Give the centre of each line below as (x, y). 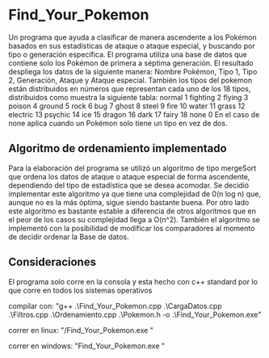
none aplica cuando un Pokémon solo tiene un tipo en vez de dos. (118, 123)
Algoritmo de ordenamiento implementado (118, 148)
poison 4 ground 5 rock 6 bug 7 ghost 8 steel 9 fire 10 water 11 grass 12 (127, 106)
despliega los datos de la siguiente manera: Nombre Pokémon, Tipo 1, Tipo (133, 71)
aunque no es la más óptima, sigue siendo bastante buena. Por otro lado (129, 202)
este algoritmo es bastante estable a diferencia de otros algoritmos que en (132, 211)
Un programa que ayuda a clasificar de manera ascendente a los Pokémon (132, 37)
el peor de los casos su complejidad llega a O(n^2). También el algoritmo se (134, 219)
